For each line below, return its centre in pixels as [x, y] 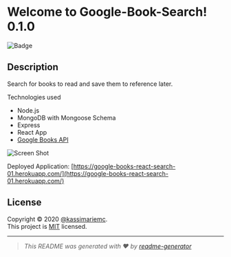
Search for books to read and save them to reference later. [90, 84]
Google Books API [43, 139]
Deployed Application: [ [40, 166]
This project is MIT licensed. [47, 226]
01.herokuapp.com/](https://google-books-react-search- [88, 173]
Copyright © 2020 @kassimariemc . [57, 219]
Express [29, 125]
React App [32, 132]
